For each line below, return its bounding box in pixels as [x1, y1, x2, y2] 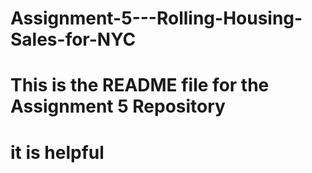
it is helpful [10, 141, 105, 164]
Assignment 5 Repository [10, 95, 226, 118]
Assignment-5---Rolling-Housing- [10, 7, 303, 30]
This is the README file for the [10, 74, 270, 97]
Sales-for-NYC [10, 28, 137, 51]
